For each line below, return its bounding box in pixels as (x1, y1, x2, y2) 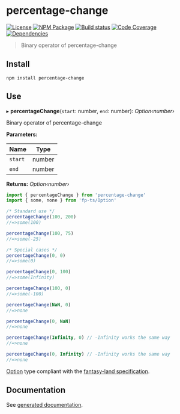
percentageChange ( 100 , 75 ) (6, 230, 74, 236)
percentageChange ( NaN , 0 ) (6, 301, 71, 307)
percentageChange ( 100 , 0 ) (6, 285, 71, 292)
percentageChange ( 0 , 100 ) (6, 269, 71, 275)
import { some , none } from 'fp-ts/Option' (6, 197, 117, 203)
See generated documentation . (6, 401, 83, 408)
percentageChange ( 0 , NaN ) (6, 318, 71, 324)
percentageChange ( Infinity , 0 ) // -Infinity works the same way (6, 335, 170, 341)
